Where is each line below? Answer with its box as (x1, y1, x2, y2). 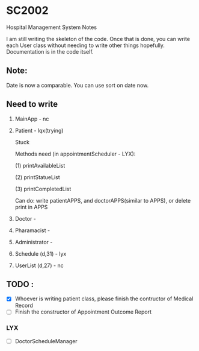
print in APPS (14, 203, 48, 210)
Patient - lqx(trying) (14, 127, 64, 134)
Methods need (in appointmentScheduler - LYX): (14, 150, 136, 157)
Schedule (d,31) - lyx (14, 250, 67, 257)
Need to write (6, 99, 58, 109)
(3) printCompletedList (14, 185, 72, 192)
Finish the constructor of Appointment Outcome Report (14, 308, 152, 315)
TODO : (6, 279, 34, 289)
